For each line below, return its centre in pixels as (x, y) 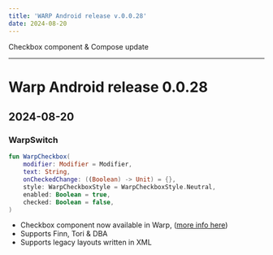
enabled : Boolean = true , (67, 194)
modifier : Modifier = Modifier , (78, 164)
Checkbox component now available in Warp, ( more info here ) (124, 225)
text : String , (47, 172)
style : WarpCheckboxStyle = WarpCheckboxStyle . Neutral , (120, 187)
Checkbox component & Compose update (78, 46)
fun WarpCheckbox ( (39, 157)
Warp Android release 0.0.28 (108, 87)
